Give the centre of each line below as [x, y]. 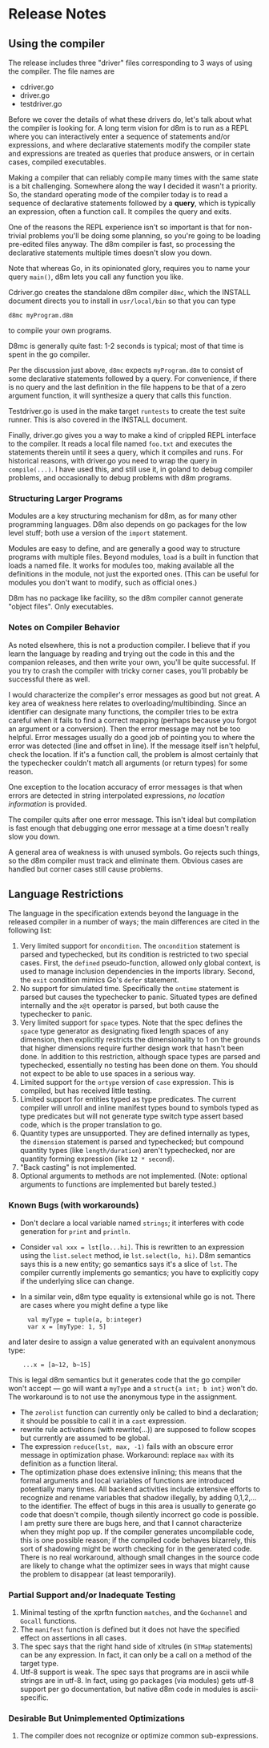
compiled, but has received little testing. [86, 1090]
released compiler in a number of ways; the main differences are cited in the [134, 922]
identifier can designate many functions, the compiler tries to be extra [123, 711]
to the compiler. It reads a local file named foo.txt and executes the [120, 443]
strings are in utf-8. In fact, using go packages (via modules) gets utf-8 [137, 1680]
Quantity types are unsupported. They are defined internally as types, [135, 1133]
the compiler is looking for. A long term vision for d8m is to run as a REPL [129, 128]
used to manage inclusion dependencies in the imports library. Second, [137, 972]
